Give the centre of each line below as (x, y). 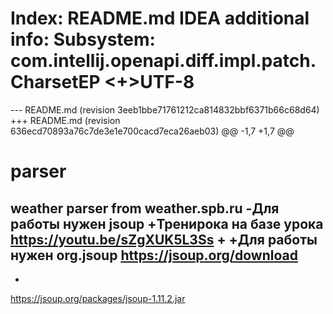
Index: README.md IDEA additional (160, 18)
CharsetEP (55, 82)
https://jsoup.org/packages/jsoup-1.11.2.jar (98, 298)
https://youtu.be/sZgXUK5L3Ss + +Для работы (164, 239)
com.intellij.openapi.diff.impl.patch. (163, 61)
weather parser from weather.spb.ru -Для (145, 208)
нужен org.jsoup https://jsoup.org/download (154, 255)
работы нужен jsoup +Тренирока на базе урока (167, 223)
